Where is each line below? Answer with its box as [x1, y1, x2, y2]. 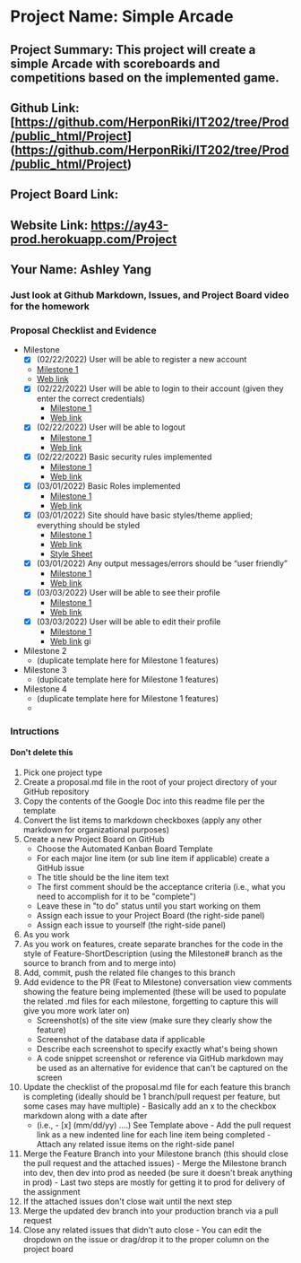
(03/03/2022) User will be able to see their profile [36, 587, 220, 597]
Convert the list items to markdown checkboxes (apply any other [22, 814, 262, 826]
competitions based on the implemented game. [10, 70, 280, 85]
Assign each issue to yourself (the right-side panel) [36, 919, 227, 930]
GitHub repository [22, 787, 90, 797]
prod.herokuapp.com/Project [10, 231, 177, 247]
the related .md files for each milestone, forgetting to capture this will [22, 996, 279, 1006]
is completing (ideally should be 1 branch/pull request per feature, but [22, 1092, 280, 1102]
